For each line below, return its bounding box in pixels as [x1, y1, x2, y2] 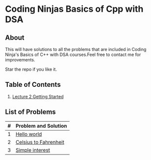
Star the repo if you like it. [5, 66, 57, 72]
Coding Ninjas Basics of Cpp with [5, 3, 144, 15]
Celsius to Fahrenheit [15, 138, 65, 145]
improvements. [5, 57, 35, 62]
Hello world [15, 131, 42, 137]
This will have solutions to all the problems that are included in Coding [5, 47, 147, 52]
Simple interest [15, 146, 50, 153]
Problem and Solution [15, 122, 67, 129]
